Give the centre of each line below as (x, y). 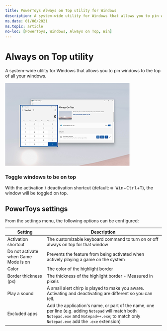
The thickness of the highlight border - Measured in (100, 276)
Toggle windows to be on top (41, 177)
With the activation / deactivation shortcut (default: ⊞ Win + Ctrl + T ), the (79, 188)
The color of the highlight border (80, 269)
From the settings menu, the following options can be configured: (72, 221)
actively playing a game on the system (86, 259)
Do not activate (23, 251)
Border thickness (25, 276)
